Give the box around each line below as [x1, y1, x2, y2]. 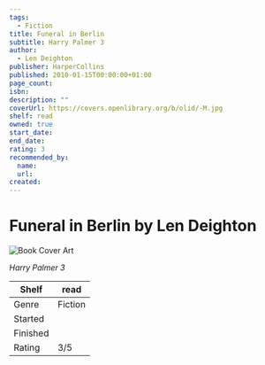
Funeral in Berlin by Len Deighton [9, 216, 257, 236]
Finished [13, 327, 49, 339]
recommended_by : [9, 152, 69, 162]
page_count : [9, 79, 53, 88]
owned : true [9, 120, 53, 129]
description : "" [9, 95, 69, 105]
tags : [9, 12, 29, 22]
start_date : [9, 128, 53, 137]
